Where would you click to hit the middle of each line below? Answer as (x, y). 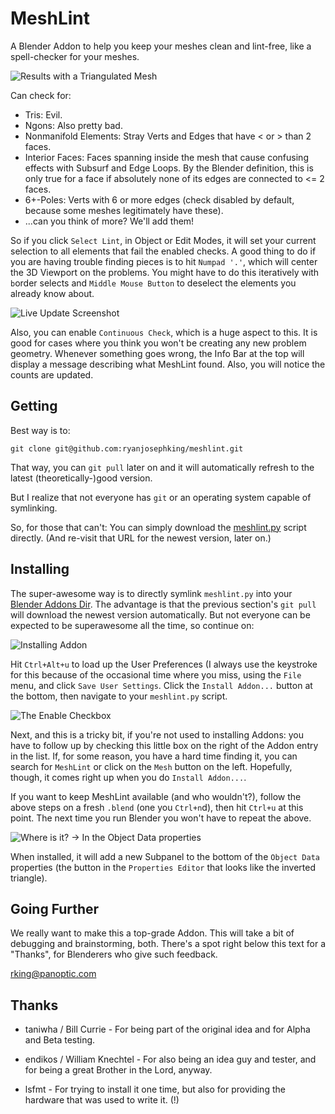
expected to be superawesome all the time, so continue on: (132, 625)
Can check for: (41, 95)
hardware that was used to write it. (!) (102, 1100)
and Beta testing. (60, 1040)
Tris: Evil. (43, 114)
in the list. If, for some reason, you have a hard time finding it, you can (154, 756)
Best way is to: (40, 430)
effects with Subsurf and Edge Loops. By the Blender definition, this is (169, 168)
